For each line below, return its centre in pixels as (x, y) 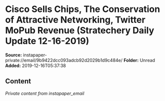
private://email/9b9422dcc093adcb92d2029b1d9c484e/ (64, 60)
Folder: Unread (139, 60)
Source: (14, 55)
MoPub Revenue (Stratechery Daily (80, 30)
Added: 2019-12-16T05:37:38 (35, 65)
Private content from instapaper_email (45, 93)
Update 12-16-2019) (47, 41)
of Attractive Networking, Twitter (75, 20)
